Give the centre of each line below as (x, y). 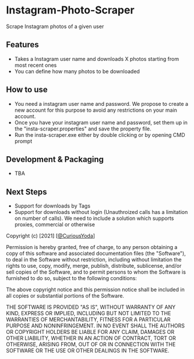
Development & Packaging (55, 159)
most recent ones (36, 65)
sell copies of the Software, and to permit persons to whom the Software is (96, 272)
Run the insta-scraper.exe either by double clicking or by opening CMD (100, 134)
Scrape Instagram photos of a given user (55, 26)
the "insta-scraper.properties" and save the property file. (83, 129)
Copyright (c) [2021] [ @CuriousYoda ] (50, 236)
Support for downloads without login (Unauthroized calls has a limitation (101, 212)
